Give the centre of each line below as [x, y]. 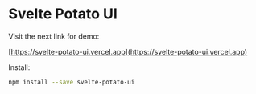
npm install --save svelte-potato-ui [72, 82]
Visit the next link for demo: [54, 36]
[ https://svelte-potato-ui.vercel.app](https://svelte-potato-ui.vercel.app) [128, 51]
